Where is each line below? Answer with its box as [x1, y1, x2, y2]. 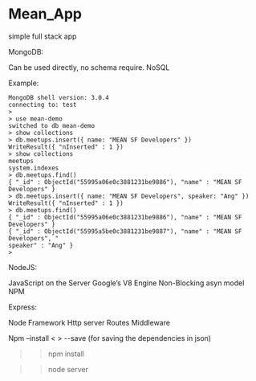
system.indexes [8, 164, 59, 172]
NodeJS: [8, 262, 38, 272]
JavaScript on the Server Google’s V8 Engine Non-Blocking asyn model [8, 278, 245, 288]
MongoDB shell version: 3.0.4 [8, 93, 110, 101]
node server [47, 364, 88, 374]
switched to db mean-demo [8, 121, 95, 129]
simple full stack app [8, 31, 77, 41]
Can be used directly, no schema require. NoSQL [8, 62, 170, 72]
